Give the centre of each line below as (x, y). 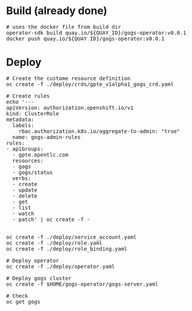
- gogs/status (32, 172)
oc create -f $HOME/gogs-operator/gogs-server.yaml (82, 284)
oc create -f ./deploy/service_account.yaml (72, 237)
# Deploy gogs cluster (39, 278)
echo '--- (20, 102)
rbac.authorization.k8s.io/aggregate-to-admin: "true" (100, 131)
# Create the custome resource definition (68, 78)
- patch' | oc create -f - (51, 219)
